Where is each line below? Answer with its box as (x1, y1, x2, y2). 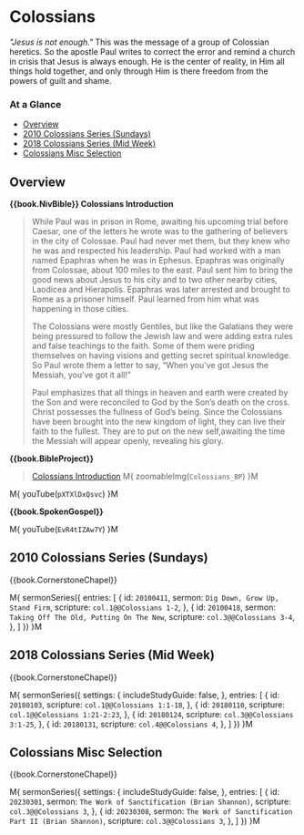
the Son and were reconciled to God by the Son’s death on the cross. (31, 397, 290, 407)
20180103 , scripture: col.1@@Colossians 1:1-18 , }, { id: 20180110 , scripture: (9, 699, 285, 710)
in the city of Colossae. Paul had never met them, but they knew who (31, 235, 290, 247)
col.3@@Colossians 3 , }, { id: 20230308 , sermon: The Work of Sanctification (9, 806, 293, 817)
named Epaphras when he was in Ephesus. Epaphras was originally (31, 255, 285, 266)
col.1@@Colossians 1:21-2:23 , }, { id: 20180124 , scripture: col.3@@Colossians (9, 708, 294, 719)
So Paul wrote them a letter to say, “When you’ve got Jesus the (31, 360, 269, 371)
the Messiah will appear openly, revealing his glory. (31, 436, 225, 447)
